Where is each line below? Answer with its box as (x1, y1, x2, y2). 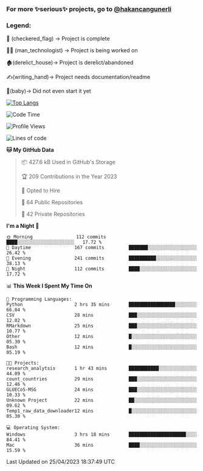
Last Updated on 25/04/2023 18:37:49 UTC (6, 458, 115, 466)
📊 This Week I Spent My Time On (6, 282, 92, 290)
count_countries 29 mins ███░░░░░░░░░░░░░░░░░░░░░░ (6, 376, 198, 382)
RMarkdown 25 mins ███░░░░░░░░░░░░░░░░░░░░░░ (6, 323, 198, 329)
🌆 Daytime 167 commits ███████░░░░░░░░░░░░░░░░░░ (6, 245, 198, 251)
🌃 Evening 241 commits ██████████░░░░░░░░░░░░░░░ (6, 255, 198, 261)
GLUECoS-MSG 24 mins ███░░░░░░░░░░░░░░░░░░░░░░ (6, 387, 198, 393)
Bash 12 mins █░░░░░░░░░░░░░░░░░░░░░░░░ (6, 344, 198, 351)
